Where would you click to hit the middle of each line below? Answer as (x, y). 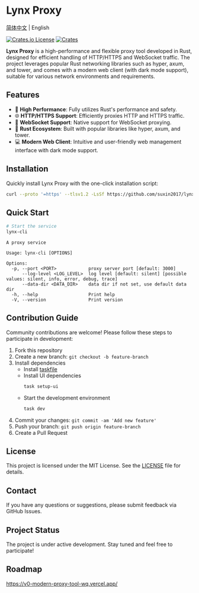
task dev (34, 409)
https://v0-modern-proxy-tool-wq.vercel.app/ (62, 583)
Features (23, 95)
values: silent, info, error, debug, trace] (62, 279)
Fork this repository (38, 350)
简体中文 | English (28, 27)
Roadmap (24, 570)
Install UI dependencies (52, 375)
